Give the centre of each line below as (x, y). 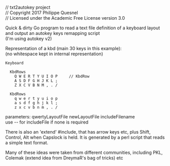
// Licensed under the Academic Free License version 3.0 (65, 18)
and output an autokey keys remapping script (53, 33)
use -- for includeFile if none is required (47, 122)
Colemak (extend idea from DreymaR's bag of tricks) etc (64, 158)
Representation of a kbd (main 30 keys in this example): (63, 48)
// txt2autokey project (28, 7)
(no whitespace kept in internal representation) (54, 54)
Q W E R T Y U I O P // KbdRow (52, 76)
